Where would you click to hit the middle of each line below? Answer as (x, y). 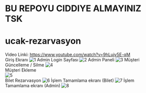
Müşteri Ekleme (21, 70)
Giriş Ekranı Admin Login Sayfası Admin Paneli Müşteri (73, 60)
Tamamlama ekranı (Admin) (33, 86)
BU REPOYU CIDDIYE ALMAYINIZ (73, 9)
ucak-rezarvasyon (43, 41)
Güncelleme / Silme (25, 65)
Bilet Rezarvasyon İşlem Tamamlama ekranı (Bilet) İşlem (70, 80)
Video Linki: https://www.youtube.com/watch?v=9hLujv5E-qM (68, 55)
